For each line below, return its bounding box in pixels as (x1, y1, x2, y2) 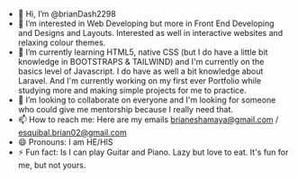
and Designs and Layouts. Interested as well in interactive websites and (17, 28, 284, 38)
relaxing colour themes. (17, 37, 106, 48)
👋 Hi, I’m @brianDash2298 (17, 9, 117, 19)
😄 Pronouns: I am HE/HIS (17, 137, 114, 148)
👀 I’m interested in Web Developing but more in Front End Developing (17, 18, 275, 29)
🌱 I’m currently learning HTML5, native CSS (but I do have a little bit (17, 47, 268, 58)
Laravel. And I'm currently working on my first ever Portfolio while (17, 76, 262, 85)
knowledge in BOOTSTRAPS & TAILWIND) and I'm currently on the (17, 57, 265, 67)
